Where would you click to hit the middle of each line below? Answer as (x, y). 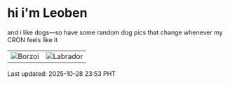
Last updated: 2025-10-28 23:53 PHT (61, 73)
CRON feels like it (33, 39)
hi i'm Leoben (47, 13)
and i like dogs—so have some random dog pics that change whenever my (115, 32)
